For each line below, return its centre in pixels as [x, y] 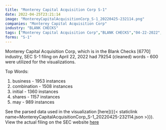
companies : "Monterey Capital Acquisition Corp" [56, 23]
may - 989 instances [33, 102]
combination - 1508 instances [42, 86]
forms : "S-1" [19, 38]
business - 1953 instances [39, 81]
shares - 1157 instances [36, 96]
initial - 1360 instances [35, 91]
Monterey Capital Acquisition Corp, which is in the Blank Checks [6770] [78, 51]
